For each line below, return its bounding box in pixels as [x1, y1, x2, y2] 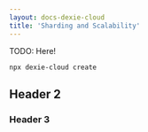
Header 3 [9, 113, 51, 125]
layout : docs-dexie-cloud [9, 12, 105, 22]
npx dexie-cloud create [9, 63, 97, 72]
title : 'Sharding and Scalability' [9, 21, 141, 30]
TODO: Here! [9, 45, 56, 56]
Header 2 [9, 86, 62, 102]
